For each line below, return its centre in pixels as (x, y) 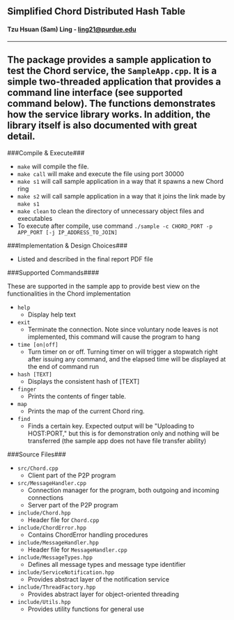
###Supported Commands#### (53, 273)
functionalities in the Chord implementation (69, 294)
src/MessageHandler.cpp (52, 484)
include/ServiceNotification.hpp (66, 572)
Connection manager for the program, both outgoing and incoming (123, 490)
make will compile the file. (53, 166)
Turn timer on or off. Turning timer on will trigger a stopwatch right (123, 352)
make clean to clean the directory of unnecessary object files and (110, 211)
